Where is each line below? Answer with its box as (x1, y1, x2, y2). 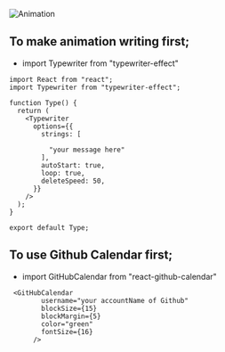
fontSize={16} (41, 327, 93, 336)
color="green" (41, 319, 93, 329)
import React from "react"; (9, 75, 114, 84)
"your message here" (48, 145, 125, 154)
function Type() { (9, 98, 77, 107)
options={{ (32, 121, 74, 131)
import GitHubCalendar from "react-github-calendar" (21, 271, 218, 282)
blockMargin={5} (41, 312, 101, 321)
